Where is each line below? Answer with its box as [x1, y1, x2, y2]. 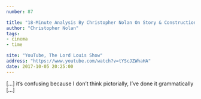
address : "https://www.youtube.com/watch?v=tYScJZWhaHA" [6, 58, 151, 64]
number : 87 [6, 8, 33, 15]
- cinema [6, 36, 28, 42]
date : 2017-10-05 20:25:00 [6, 63, 74, 69]
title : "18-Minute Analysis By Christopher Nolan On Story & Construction [6, 19, 197, 26]
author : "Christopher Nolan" [6, 25, 79, 31]
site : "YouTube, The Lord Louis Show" [6, 52, 103, 58]
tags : [6, 30, 20, 36]
